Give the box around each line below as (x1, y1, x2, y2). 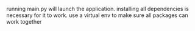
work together (6, 18, 42, 25)
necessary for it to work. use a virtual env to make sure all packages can (6, 12, 188, 19)
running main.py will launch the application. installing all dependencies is (6, 5, 189, 12)
